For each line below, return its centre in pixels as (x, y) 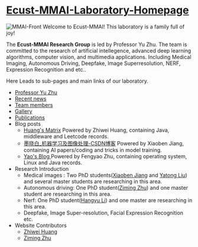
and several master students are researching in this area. (93, 181)
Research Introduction (42, 168)
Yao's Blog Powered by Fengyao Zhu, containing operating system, (105, 156)
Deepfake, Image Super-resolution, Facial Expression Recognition (103, 213)
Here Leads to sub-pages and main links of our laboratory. (77, 81)
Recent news (30, 99)
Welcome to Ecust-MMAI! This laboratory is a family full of (114, 27)
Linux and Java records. (53, 162)
